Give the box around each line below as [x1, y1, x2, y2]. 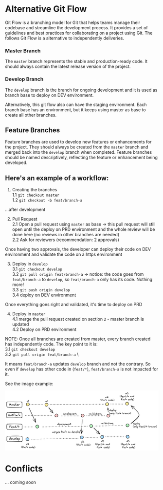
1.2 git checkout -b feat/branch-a [12, 197, 83, 203]
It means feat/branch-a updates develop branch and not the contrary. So [5, 361, 151, 367]
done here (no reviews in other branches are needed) [12, 232, 120, 238]
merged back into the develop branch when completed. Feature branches [5, 149, 152, 155]
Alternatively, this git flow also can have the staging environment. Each [5, 102, 147, 107]
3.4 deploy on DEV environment [12, 292, 76, 298]
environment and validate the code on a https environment [5, 251, 123, 257]
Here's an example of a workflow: [5, 174, 109, 182]
